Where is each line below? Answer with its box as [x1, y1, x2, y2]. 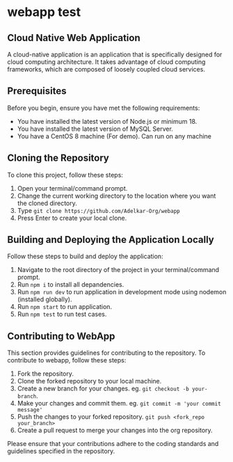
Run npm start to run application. [17, 303, 113, 311]
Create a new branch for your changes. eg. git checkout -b [17, 384, 189, 393]
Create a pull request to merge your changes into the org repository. [17, 426, 214, 435]
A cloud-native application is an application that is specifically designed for [7, 50, 223, 58]
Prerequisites [7, 85, 67, 97]
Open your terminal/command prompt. [17, 184, 128, 192]
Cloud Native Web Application [7, 32, 140, 44]
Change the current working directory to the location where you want [17, 191, 216, 200]
